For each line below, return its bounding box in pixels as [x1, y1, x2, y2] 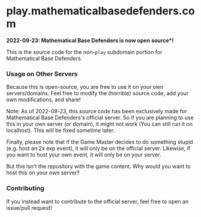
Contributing [6, 184, 44, 192]
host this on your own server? [6, 169, 80, 176]
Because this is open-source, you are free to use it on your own [6, 83, 164, 91]
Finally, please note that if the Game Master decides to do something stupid [6, 138, 193, 146]
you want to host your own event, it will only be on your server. [6, 151, 161, 158]
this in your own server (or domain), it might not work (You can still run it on [6, 120, 193, 128]
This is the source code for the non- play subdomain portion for [6, 48, 163, 55]
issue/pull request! [6, 204, 52, 211]
